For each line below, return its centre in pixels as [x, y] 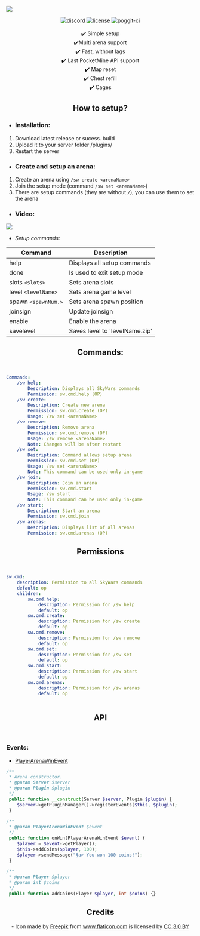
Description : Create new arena [67, 405]
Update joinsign [91, 312]
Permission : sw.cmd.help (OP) [65, 394]
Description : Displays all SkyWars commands [84, 388]
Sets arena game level [100, 292]
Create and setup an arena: [55, 166]
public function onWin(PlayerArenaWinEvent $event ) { [77, 838]
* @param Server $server [39, 782]
